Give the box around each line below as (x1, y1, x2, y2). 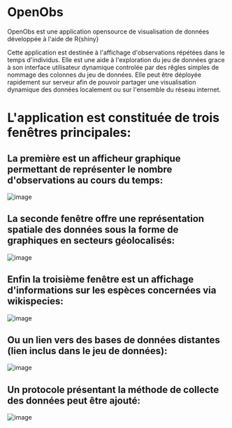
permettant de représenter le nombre (7, 163, 173, 175)
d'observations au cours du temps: (7, 174, 164, 186)
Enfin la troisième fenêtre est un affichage (7, 274, 194, 286)
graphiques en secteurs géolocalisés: (7, 235, 175, 246)
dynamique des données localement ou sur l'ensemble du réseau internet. (7, 85, 222, 94)
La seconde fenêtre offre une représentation (7, 213, 205, 225)
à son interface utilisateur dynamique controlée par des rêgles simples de (7, 63, 219, 71)
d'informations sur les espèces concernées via (7, 284, 217, 297)
